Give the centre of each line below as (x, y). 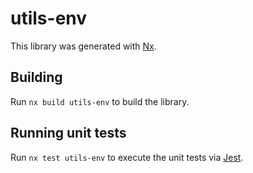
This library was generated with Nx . (83, 46)
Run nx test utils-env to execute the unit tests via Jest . (127, 157)
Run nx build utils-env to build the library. (100, 101)
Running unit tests (68, 133)
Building (36, 77)
